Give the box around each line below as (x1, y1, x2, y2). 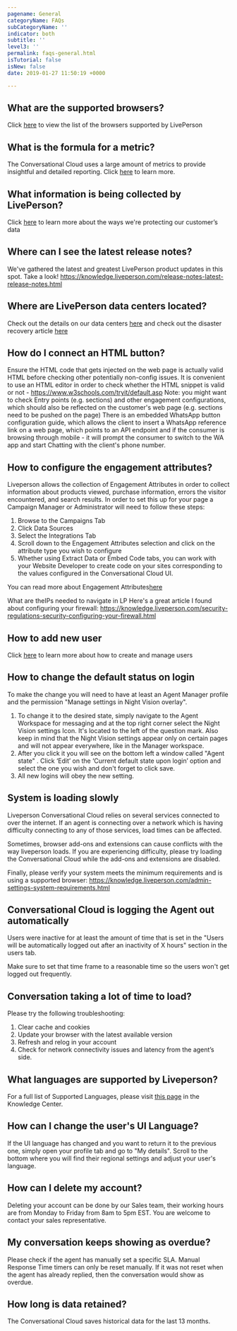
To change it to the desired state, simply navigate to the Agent (17, 711, 199, 720)
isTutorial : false (7, 57, 61, 64)
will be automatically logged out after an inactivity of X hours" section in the (7, 941, 228, 950)
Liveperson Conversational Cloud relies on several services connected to (7, 811, 220, 819)
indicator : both (7, 30, 55, 38)
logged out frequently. (7, 970, 72, 979)
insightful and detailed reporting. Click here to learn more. (7, 168, 176, 176)
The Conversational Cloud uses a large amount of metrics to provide (7, 160, 206, 168)
